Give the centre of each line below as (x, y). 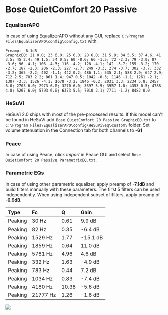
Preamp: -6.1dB (21, 51)
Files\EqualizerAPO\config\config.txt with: (52, 41)
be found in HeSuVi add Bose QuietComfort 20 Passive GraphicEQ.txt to (81, 119)
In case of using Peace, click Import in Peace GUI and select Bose (73, 155)
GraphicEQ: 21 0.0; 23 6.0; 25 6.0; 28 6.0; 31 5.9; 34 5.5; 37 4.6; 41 (83, 55)
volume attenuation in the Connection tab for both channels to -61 (74, 130)
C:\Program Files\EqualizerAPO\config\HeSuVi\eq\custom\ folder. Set (77, 125)
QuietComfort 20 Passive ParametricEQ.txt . (51, 160)
